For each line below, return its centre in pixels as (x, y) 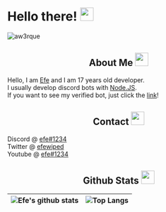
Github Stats (111, 180)
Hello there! (42, 17)
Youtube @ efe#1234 (38, 154)
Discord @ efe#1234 (37, 139)
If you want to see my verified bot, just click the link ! (83, 95)
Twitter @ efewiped (36, 146)
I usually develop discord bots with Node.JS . (72, 87)
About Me (111, 63)
